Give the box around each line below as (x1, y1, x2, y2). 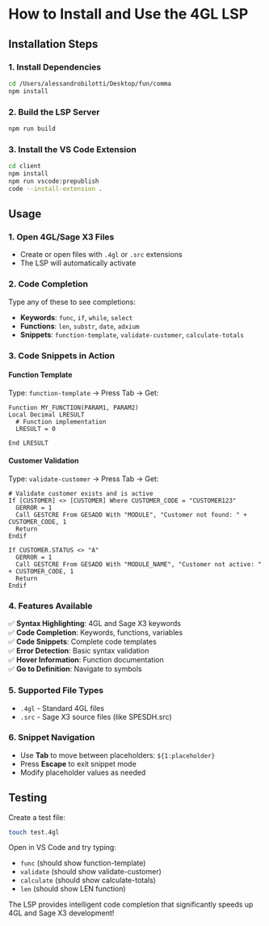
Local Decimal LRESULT (8, 410, 85, 419)
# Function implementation (15, 417, 107, 425)
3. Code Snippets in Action (8, 349, 116, 361)
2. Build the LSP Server (8, 106, 100, 117)
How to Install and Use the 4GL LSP (8, 5, 249, 23)
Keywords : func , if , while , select (19, 312, 133, 322)
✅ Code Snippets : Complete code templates (8, 636, 158, 647)
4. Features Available (8, 600, 93, 611)
